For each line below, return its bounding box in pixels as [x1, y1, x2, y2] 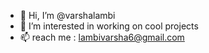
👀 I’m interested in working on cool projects [19, 20, 199, 32]
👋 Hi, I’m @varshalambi [19, 10, 116, 21]
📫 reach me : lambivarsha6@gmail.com [19, 31, 185, 43]
